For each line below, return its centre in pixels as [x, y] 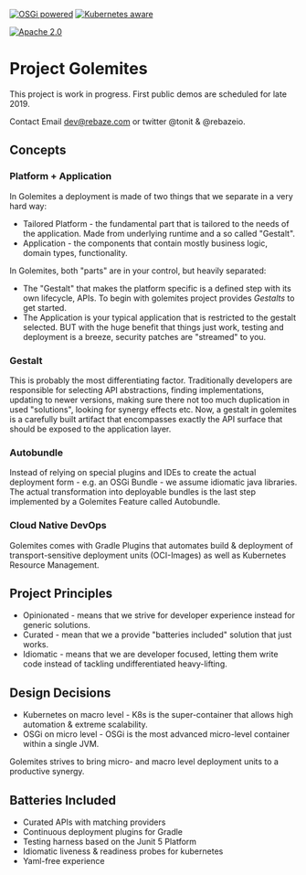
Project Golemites [79, 69]
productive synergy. [47, 772]
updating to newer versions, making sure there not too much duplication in [149, 400]
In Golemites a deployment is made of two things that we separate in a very [152, 196]
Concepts [38, 150]
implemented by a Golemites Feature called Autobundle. [115, 502]
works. [35, 645]
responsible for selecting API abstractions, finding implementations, [137, 389]
